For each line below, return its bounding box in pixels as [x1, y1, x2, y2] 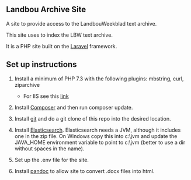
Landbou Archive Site [6, 5, 86, 15]
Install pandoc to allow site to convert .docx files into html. [14, 167, 155, 174]
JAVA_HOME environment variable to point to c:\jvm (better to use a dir [14, 139, 186, 146]
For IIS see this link [23, 93, 69, 100]
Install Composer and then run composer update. [14, 104, 133, 111]
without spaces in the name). [14, 145, 85, 152]
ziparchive [14, 81, 40, 88]
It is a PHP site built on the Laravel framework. [6, 43, 117, 50]
